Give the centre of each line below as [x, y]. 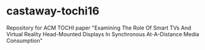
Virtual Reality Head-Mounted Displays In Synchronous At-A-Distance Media [103, 34]
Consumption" [24, 40]
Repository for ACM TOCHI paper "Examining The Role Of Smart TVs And [99, 28]
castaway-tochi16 [53, 11]
